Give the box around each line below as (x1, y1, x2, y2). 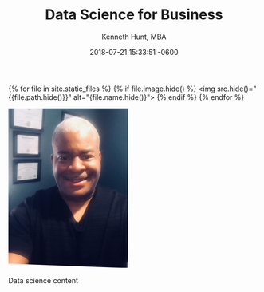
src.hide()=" (216, 84, 257, 93)
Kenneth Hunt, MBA (101, 32, 167, 41)
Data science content (8, 275, 78, 285)
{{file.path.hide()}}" (8, 92, 72, 101)
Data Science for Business (45, 6, 223, 24)
